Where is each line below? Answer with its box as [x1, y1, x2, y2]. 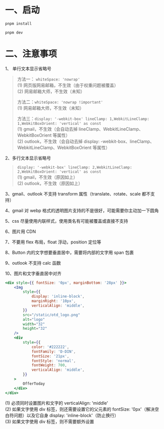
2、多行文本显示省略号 [5, 155, 51, 161]
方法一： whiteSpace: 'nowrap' [17, 76, 80, 82]
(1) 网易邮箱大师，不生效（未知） [17, 105, 84, 111]
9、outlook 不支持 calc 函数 [5, 260, 61, 266]
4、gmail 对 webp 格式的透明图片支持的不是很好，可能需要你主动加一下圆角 [5, 207, 159, 213]
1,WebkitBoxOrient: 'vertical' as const [17, 121, 101, 126]
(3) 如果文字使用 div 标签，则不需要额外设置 [5, 418, 95, 425]
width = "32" [23, 321, 45, 326]
